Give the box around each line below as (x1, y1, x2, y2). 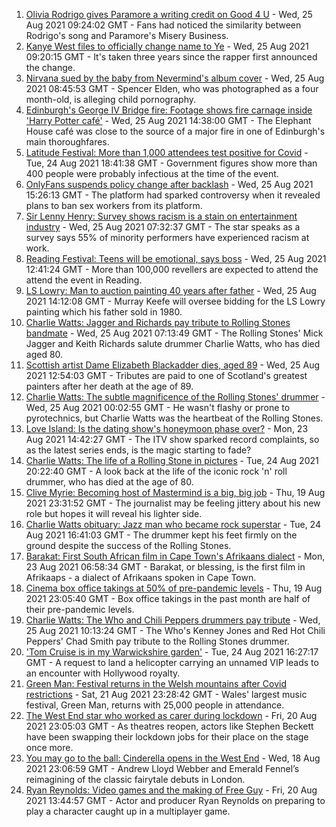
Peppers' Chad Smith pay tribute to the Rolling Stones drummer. (25, 635, 290, 647)
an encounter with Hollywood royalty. (25, 667, 181, 679)
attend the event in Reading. (25, 274, 143, 286)
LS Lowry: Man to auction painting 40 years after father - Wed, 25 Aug (25, 285, 317, 296)
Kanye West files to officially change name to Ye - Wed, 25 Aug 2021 (25, 40, 309, 52)
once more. (25, 742, 74, 753)
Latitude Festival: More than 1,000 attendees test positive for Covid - (25, 147, 309, 158)
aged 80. (25, 349, 64, 360)
